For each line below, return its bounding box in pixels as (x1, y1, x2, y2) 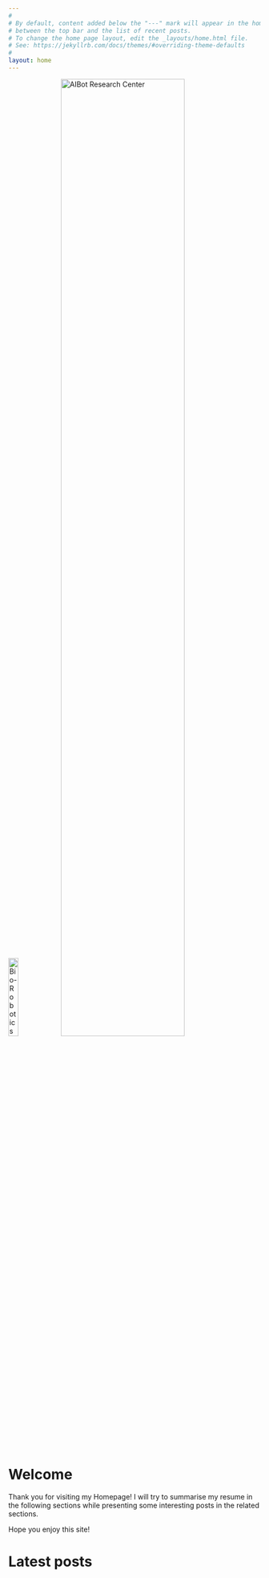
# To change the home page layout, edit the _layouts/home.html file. (8, 34, 249, 42)
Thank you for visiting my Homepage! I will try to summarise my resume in (8, 1491, 253, 1501)
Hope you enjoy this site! (8, 1524, 90, 1534)
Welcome (8, 1466, 73, 1483)
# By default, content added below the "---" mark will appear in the (8, 19, 249, 27)
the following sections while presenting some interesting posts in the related (8, 1500, 260, 1510)
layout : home (8, 57, 52, 65)
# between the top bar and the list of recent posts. (8, 26, 192, 34)
